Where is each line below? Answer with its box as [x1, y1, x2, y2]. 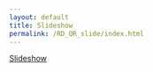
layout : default [9, 12, 69, 22]
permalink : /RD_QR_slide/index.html [9, 29, 144, 38]
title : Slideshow [9, 21, 73, 30]
